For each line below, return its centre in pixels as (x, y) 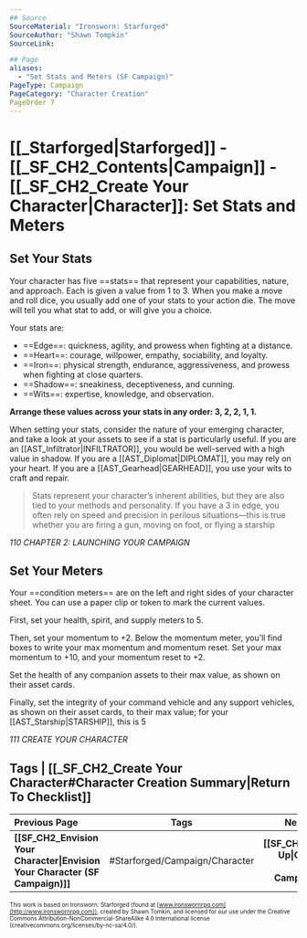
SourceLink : (32, 43)
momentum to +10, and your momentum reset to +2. (107, 658)
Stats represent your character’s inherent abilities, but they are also (158, 495)
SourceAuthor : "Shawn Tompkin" (69, 35)
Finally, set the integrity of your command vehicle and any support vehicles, (152, 702)
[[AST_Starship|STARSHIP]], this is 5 (78, 722)
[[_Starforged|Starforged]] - (118, 148)
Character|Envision (57, 861)
